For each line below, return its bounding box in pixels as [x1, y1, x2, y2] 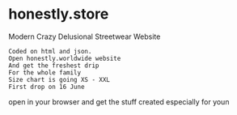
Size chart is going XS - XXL [8, 75, 111, 83]
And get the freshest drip [8, 62, 99, 70]
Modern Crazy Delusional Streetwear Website [8, 32, 161, 41]
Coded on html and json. [8, 47, 92, 55]
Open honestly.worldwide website [8, 54, 121, 62]
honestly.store [8, 5, 109, 23]
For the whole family [8, 68, 82, 77]
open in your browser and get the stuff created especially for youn [8, 96, 230, 106]
